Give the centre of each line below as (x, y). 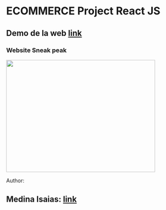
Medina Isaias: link (42, 200)
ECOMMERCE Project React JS (83, 11)
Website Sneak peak (37, 50)
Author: (15, 180)
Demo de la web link (44, 33)
